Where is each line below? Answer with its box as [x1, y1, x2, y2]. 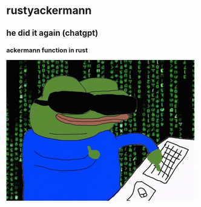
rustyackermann [6, 4, 92, 18]
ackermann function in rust [6, 46, 88, 54]
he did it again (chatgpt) [6, 28, 99, 38]
